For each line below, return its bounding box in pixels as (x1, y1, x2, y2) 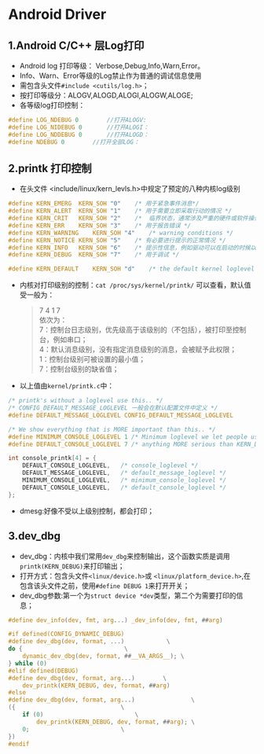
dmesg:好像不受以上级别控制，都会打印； (19, 506, 155, 516)
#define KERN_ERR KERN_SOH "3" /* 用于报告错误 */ (8, 222, 192, 230)
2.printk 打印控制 (8, 161, 92, 175)
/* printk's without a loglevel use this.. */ (8, 397, 163, 405)
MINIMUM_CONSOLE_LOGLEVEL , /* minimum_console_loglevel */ (22, 476, 226, 484)
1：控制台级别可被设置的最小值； (38, 355, 146, 364)
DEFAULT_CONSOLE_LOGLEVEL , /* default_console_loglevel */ (22, 484, 226, 491)
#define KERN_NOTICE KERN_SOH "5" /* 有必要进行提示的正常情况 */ (8, 236, 226, 245)
